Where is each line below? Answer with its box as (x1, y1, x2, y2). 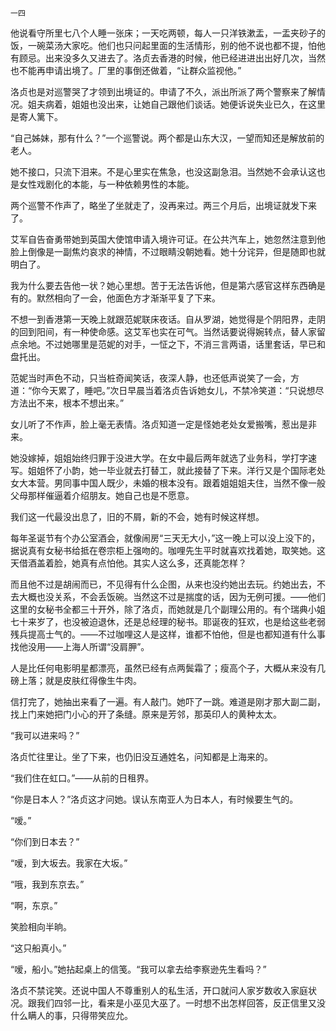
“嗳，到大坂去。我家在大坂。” (10, 857, 128, 869)
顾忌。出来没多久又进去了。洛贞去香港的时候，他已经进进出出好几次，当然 (18, 52, 326, 64)
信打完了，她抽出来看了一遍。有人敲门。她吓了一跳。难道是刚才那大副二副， (10, 696, 326, 707)
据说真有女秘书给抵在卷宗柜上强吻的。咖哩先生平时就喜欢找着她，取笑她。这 (10, 545, 326, 556)
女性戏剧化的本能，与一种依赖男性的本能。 (18, 178, 195, 190)
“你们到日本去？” (10, 836, 80, 847)
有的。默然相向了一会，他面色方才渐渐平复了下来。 (10, 292, 221, 304)
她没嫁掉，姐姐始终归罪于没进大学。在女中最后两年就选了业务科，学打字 (10, 452, 308, 464)
